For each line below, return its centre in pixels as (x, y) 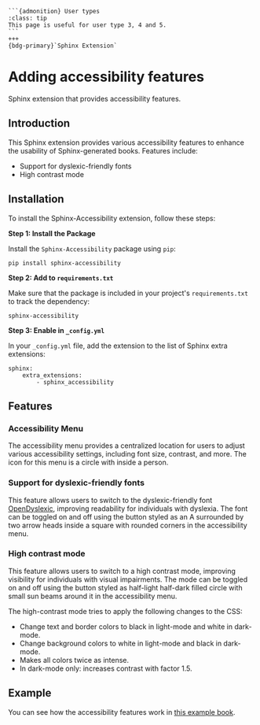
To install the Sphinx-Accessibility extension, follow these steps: (112, 218)
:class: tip (27, 18)
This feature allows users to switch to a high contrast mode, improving (122, 571)
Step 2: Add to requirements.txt (61, 277)
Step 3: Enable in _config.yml (56, 330)
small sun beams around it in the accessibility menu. (93, 596)
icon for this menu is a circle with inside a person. (88, 462)
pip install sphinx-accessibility (65, 263)
